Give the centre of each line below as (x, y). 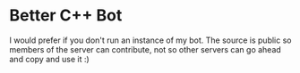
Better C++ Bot (66, 16)
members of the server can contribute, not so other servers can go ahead (146, 49)
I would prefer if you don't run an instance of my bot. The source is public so (150, 40)
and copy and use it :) (49, 59)
